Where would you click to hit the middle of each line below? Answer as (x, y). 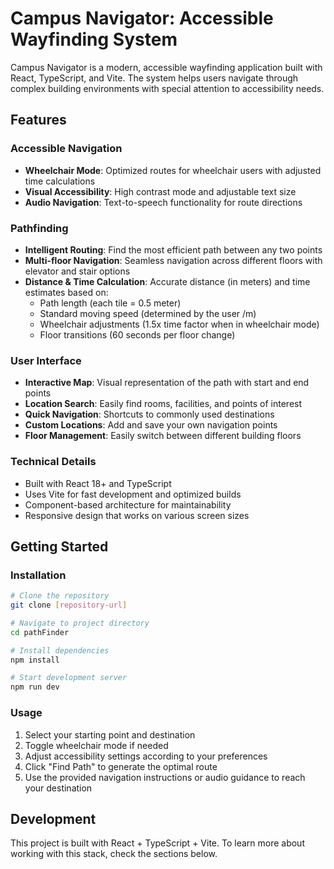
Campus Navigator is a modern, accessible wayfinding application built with (166, 67)
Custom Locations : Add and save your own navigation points (151, 425)
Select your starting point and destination (110, 734)
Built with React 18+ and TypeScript (98, 483)
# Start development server (69, 678)
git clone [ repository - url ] (69, 605)
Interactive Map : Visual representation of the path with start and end (167, 383)
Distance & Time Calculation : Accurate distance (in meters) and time (167, 281)
